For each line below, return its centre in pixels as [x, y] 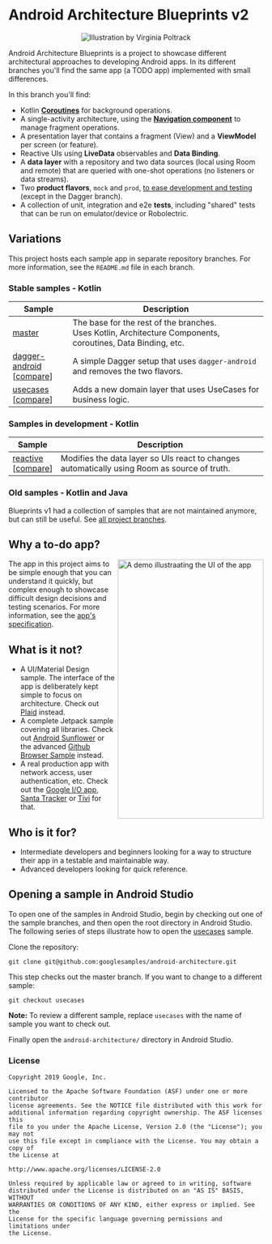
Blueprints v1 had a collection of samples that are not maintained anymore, [133, 510]
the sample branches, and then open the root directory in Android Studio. [130, 922]
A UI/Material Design [55, 669]
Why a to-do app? [54, 545]
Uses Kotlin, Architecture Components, [146, 333]
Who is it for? [42, 832]
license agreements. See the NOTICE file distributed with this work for [136, 1106]
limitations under [39, 1226]
